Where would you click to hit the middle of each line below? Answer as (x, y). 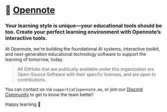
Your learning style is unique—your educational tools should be (83, 26)
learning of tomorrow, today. (34, 60)
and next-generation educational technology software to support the (76, 54)
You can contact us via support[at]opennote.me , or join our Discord (74, 90)
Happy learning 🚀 (23, 105)
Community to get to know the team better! (49, 95)
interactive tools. (26, 38)
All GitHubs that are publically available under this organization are (86, 69)
